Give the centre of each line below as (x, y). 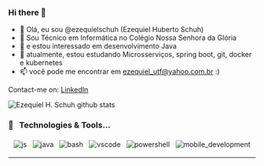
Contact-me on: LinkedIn (48, 90)
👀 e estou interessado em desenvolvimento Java (98, 46)
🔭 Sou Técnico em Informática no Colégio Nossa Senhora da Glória (128, 38)
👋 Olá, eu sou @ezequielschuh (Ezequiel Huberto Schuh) (112, 30)
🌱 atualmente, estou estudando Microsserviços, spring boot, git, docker (136, 55)
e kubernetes (41, 63)
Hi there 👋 (27, 13)
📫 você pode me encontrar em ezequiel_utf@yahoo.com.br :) (119, 72)
